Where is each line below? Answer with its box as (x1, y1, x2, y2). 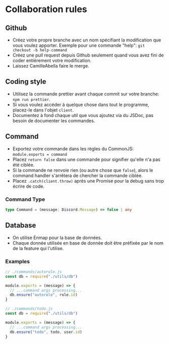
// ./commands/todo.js (5, 306, 53, 311)
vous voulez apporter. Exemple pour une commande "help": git (12, 42, 145, 48)
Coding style (5, 77, 46, 86)
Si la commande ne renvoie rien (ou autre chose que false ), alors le (12, 167, 153, 173)
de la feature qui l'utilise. (12, 245, 64, 251)
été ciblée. (12, 161, 35, 167)
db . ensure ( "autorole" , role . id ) (10, 293, 78, 298)
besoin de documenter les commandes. (12, 118, 95, 124)
